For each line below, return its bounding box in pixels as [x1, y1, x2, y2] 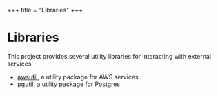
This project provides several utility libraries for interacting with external [7, 52, 212, 60]
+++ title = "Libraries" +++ [7, 6, 83, 14]
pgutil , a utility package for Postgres [17, 80, 121, 88]
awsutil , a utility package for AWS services [17, 72, 139, 81]
